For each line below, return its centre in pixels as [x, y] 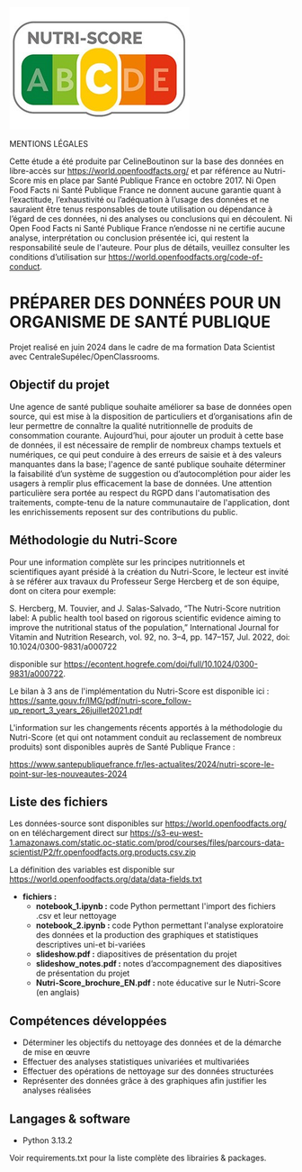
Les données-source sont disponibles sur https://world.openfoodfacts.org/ [148, 823]
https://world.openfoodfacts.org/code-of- [186, 257]
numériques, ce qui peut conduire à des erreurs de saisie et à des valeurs [146, 454]
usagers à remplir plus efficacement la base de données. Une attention [141, 483]
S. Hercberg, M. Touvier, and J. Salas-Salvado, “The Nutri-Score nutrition [145, 608]
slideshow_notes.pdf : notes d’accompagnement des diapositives [159, 964]
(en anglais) [58, 993]
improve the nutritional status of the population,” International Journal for [144, 627]
